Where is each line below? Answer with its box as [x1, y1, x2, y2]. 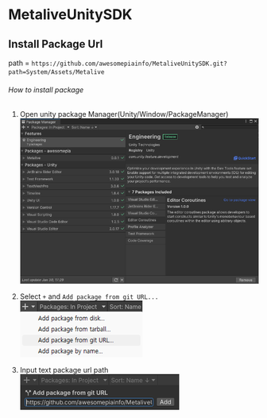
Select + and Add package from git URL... [19, 292, 159, 301]
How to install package [8, 85, 84, 95]
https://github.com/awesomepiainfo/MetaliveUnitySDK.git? [31, 60, 228, 68]
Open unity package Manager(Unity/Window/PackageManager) [19, 110, 229, 119]
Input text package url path [19, 365, 109, 374]
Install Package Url [8, 37, 103, 51]
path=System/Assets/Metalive [8, 68, 105, 76]
